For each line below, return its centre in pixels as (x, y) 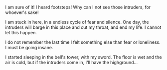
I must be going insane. (29, 47)
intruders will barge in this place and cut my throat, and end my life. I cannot (83, 27)
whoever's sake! (22, 12)
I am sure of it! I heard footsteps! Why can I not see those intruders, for (78, 7)
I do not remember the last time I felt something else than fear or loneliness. (83, 42)
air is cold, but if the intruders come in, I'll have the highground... (72, 62)
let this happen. (21, 33)
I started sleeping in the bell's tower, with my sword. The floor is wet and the (83, 57)
